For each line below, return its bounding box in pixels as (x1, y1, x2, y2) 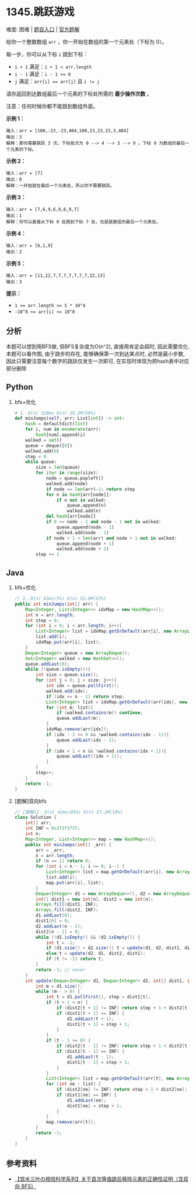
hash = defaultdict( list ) (25, 421, 89, 427)
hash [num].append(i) (36, 432, 86, 438)
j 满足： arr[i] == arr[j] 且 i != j (14, 77, 100, 85)
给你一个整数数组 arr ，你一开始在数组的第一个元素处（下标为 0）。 (6, 38, 167, 45)
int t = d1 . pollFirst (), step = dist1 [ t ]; (45, 994, 151, 1000)
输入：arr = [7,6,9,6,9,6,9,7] (6, 206, 80, 212)
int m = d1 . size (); (36, 983, 83, 989)
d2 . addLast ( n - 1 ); (36, 923, 83, 929)
